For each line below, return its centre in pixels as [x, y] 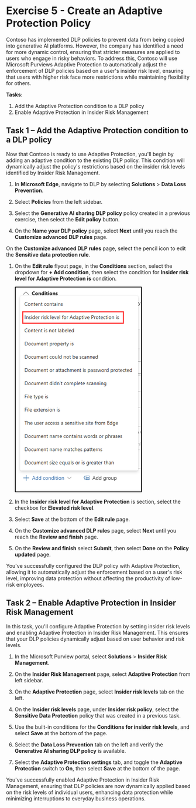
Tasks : [14, 95]
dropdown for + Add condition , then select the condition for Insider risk [102, 272]
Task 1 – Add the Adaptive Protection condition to [97, 131]
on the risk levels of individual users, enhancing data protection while [90, 792]
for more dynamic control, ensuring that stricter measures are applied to [93, 52]
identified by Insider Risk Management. [53, 173]
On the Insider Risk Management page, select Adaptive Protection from [102, 674]
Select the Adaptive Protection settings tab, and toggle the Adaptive [98, 762]
